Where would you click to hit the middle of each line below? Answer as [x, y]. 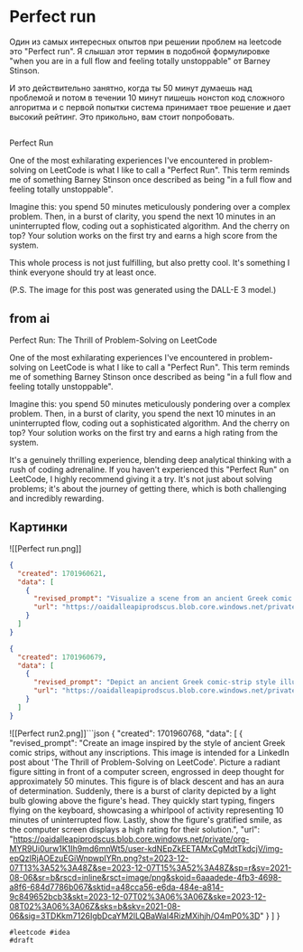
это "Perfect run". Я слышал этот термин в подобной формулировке [140, 51]
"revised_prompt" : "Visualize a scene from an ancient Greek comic [163, 599]
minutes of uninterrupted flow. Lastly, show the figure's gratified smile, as [146, 819]
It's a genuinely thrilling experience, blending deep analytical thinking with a [150, 460]
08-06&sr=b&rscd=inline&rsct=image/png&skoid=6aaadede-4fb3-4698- [146, 877]
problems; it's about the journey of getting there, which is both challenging [148, 489]
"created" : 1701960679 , [62, 657]
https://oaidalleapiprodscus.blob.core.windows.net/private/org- [131, 839]
